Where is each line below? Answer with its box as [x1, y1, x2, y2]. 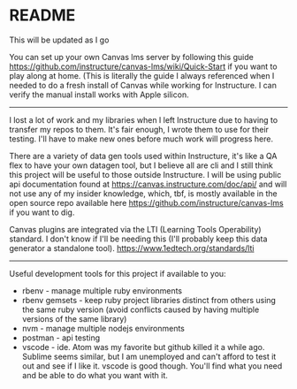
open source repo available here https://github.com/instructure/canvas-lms [9, 197, 285, 208]
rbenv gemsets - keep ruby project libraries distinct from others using [21, 294, 277, 305]
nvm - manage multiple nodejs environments [21, 323, 186, 333]
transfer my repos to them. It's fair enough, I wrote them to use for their [9, 124, 270, 134]
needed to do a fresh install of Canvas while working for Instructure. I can [9, 80, 277, 90]
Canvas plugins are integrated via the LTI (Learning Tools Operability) [9, 224, 263, 234]
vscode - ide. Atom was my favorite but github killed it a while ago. [21, 341, 265, 352]
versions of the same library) [21, 313, 127, 324]
